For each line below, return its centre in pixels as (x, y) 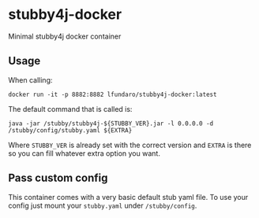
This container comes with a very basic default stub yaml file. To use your (128, 197)
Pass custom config (58, 178)
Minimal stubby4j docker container (65, 36)
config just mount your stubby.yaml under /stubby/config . (103, 205)
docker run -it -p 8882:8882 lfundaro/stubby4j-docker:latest (113, 94)
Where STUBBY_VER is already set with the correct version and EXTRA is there (130, 145)
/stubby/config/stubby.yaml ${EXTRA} (70, 130)
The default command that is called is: (70, 109)
